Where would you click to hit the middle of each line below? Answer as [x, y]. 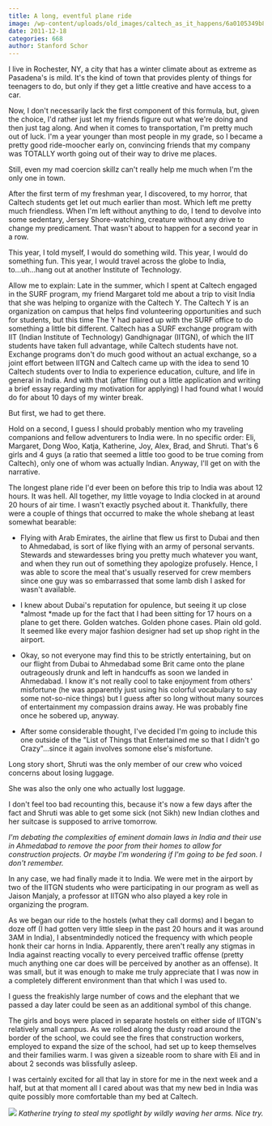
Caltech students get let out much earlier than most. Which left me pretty [130, 203]
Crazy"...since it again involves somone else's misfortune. [116, 749]
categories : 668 [36, 39]
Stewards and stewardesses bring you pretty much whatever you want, [139, 555]
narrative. [24, 472]
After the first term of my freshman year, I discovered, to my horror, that [128, 194]
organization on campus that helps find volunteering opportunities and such [135, 311]
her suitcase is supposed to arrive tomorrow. [83, 822]
